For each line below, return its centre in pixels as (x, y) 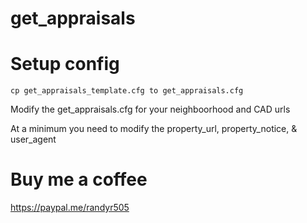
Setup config (65, 64)
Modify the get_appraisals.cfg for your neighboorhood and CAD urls (150, 109)
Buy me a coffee (79, 179)
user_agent (33, 139)
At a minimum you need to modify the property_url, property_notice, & (154, 129)
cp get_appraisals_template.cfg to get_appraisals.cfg (127, 91)
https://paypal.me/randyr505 (70, 208)
